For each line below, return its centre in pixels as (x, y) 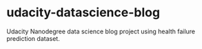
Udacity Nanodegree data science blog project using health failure (101, 31)
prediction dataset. (33, 38)
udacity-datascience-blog (83, 13)
